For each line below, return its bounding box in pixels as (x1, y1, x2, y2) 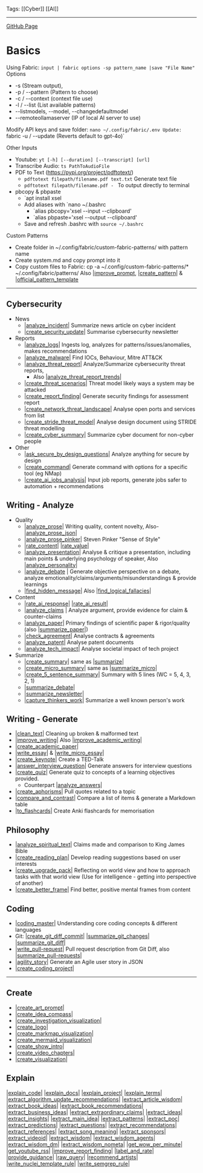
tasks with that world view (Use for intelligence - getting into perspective (14, 873, 196, 880)
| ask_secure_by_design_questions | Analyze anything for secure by (24, 450, 189, 457)
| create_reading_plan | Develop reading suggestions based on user (14, 854, 181, 861)
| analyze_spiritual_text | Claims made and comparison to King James (14, 841, 185, 848)
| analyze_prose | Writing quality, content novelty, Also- (24, 522, 159, 530)
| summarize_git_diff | (14, 939, 66, 946)
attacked (24, 386, 47, 393)
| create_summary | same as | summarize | (24, 657, 124, 665)
